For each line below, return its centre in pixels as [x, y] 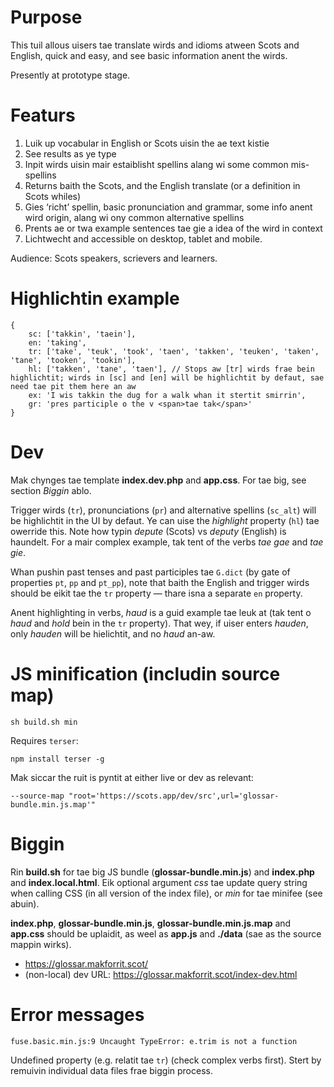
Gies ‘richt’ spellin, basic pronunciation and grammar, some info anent [168, 207]
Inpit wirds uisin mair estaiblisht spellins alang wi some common [156, 164]
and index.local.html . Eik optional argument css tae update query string [159, 882]
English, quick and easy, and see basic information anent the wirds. [149, 55]
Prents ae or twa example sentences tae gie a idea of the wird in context [173, 228]
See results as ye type [70, 153]
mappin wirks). [41, 944]
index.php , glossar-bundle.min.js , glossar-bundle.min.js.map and [151, 923]
